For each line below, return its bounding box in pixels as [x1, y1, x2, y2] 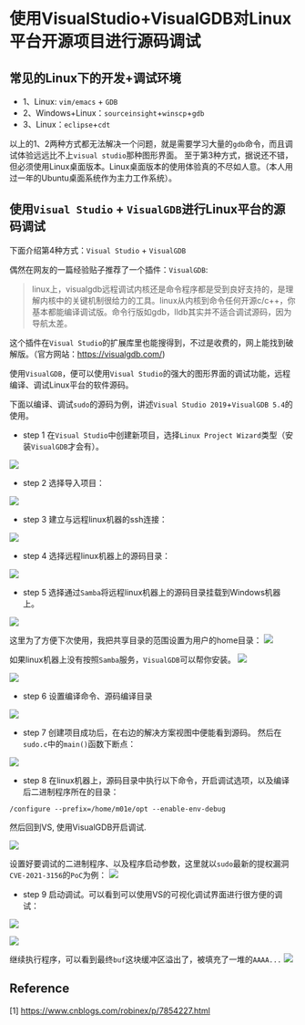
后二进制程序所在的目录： [22, 786, 119, 797]
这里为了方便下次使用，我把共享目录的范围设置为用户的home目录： [9, 635, 262, 646]
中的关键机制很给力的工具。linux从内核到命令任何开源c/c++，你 [56, 295, 296, 305]
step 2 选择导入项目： [22, 477, 105, 488]
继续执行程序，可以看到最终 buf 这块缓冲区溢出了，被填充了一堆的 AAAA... [9, 954, 282, 965]
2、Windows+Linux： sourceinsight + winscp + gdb [22, 108, 205, 119]
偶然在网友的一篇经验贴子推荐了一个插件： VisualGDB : [9, 264, 208, 274]
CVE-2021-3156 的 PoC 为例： [9, 869, 107, 880]
